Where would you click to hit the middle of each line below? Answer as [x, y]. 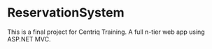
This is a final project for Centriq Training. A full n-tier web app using [106, 32]
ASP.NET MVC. [29, 39]
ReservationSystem [66, 13]
